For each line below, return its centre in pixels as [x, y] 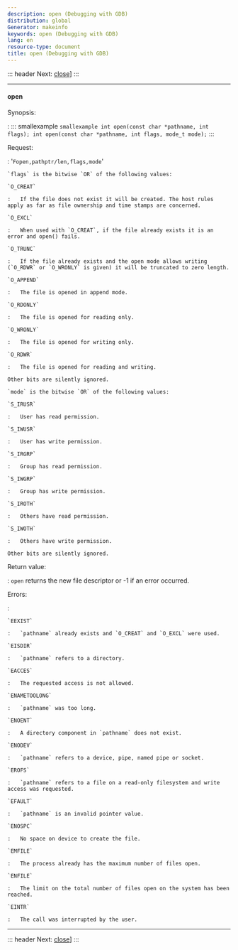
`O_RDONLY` [23, 305]
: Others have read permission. [58, 517]
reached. [20, 895]
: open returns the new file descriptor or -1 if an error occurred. [98, 581]
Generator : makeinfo [38, 27]
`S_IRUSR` [22, 405]
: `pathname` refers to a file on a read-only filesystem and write [114, 783]
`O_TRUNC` [22, 249]
